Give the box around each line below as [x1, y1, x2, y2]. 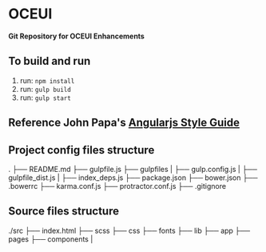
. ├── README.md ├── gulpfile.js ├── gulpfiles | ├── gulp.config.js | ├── [8, 164, 258, 174]
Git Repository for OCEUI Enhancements [8, 31, 145, 41]
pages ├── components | [8, 234, 93, 244]
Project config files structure [8, 143, 155, 157]
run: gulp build [19, 84, 72, 94]
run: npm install [19, 75, 75, 85]
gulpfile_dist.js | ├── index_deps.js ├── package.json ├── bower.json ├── [8, 173, 258, 182]
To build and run [8, 54, 91, 68]
